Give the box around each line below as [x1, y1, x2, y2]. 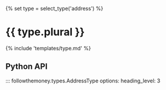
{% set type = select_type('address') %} [5, 5, 104, 12]
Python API [5, 61, 48, 72]
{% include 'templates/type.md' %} [5, 44, 91, 51]
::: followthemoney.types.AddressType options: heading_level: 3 [5, 77, 161, 84]
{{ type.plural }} [5, 26, 85, 39]
